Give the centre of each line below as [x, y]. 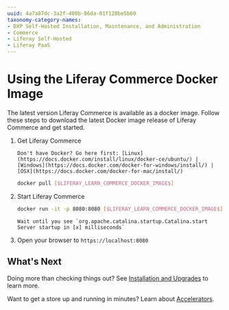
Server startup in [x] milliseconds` [71, 227]
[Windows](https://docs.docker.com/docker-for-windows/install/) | [115, 165]
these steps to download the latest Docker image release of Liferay [102, 120]
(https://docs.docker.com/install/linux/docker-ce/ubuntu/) [105, 159]
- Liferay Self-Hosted [39, 39]
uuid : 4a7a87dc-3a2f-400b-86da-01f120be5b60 [72, 13]
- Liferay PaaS [29, 45]
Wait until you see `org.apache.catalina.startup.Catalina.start [112, 221]
